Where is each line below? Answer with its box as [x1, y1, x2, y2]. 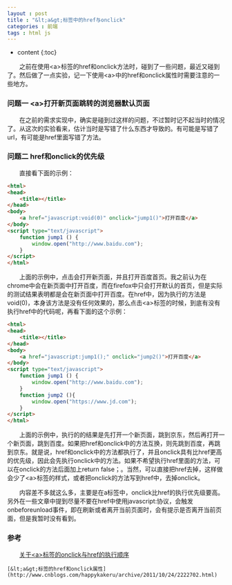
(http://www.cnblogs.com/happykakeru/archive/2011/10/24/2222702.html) [7, 571, 217, 578]
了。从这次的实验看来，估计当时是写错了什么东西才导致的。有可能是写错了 [7, 124, 219, 132]
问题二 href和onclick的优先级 [7, 152, 105, 161]
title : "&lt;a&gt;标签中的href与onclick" [7, 17, 126, 23]
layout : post [7, 10, 48, 17]
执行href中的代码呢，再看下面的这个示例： [7, 308, 128, 316]
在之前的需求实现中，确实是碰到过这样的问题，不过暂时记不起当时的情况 [19, 115, 225, 124]
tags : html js [7, 29, 51, 37]
